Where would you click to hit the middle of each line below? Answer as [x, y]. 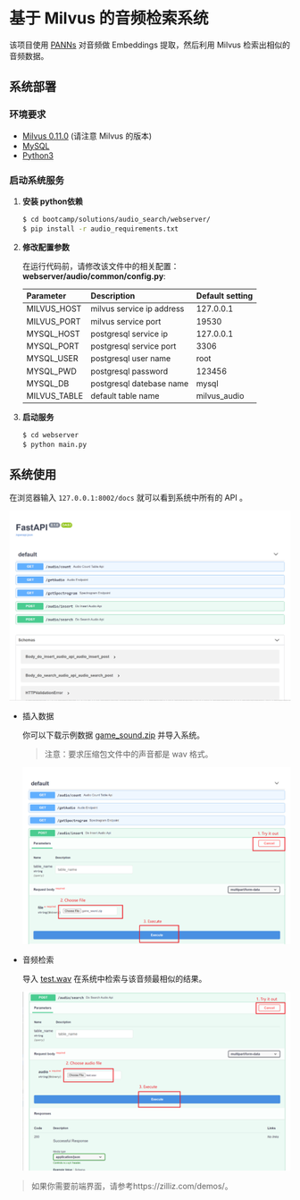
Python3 [37, 155]
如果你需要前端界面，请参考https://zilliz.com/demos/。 [132, 1186]
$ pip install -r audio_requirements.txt [100, 229]
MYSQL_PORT [53, 346]
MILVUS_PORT [54, 321]
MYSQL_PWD [52, 371]
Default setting [225, 296]
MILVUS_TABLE [54, 396]
